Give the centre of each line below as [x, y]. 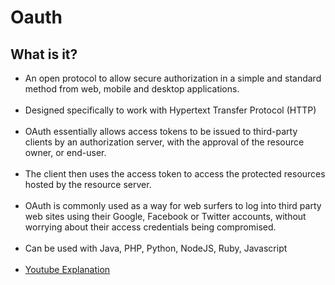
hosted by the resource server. [88, 184]
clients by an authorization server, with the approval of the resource [164, 142]
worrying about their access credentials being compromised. [150, 227]
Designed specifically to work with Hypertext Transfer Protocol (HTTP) [170, 110]
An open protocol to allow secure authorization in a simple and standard [173, 78]
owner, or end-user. [65, 152]
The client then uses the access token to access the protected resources [175, 174]
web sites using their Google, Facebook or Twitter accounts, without [165, 216]
